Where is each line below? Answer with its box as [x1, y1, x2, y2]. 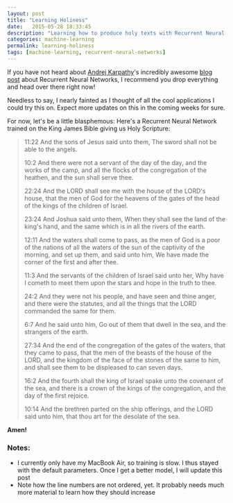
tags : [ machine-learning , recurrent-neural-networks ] [7, 49, 166, 56]
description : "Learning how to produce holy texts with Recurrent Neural [7, 29, 225, 37]
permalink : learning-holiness [7, 42, 95, 49]
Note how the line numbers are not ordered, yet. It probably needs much [17, 481, 224, 489]
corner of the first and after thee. [24, 257, 119, 266]
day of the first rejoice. [24, 391, 89, 400]
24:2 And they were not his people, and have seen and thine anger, [24, 292, 216, 300]
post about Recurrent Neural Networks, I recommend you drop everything [7, 75, 218, 83]
